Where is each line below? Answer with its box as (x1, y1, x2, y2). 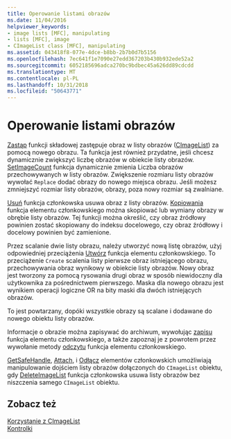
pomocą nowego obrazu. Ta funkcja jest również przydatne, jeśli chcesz (7, 148, 214, 157)
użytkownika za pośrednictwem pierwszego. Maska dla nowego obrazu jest (7, 279, 224, 287)
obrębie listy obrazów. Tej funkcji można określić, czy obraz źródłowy (7, 214, 206, 222)
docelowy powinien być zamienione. (7, 228, 112, 237)
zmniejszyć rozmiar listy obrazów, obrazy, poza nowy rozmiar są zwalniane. (7, 185, 224, 193)
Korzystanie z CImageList (7, 417, 80, 425)
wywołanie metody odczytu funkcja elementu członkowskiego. (7, 342, 187, 351)
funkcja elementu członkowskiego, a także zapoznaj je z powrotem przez (7, 335, 216, 344)
